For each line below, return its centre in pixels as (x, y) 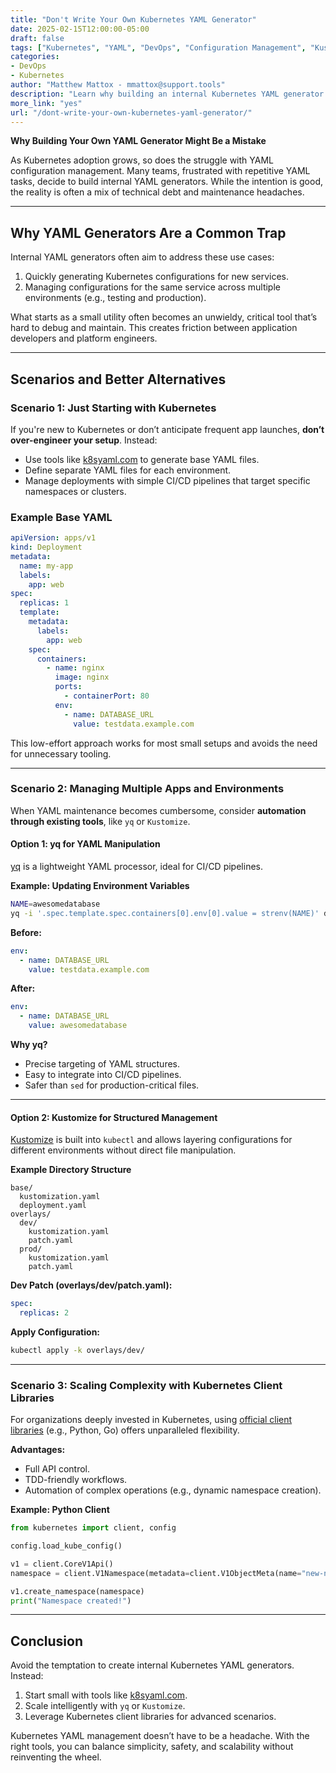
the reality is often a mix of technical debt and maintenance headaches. (157, 192)
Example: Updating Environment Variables (100, 886)
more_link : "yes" (46, 103)
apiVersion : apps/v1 (53, 538)
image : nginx (82, 677)
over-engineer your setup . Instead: (84, 440)
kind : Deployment (46, 547)
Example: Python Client (60, 1510)
